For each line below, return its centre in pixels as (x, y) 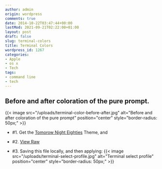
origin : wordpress (24, 14)
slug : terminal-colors (28, 41)
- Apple (13, 59)
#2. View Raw (26, 142)
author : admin (19, 9)
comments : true (20, 18)
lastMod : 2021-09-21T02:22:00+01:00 (42, 28)
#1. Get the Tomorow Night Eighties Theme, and (60, 132)
